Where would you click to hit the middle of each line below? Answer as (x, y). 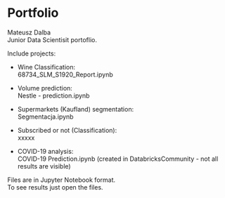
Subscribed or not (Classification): (67, 130)
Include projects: (32, 53)
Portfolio (33, 13)
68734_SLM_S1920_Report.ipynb (65, 74)
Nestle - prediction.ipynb (53, 95)
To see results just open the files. (55, 187)
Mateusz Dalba (29, 32)
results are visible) (44, 166)
